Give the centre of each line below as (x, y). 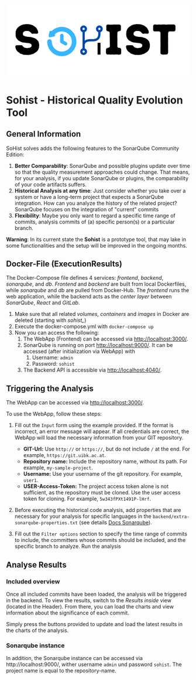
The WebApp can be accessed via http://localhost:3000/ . (75, 403)
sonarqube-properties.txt (46, 523)
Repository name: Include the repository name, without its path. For (105, 462)
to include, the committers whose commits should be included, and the (100, 540)
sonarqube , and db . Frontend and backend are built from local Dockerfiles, (96, 284)
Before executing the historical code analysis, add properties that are (98, 510)
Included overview (33, 581)
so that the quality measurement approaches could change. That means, (102, 172)
